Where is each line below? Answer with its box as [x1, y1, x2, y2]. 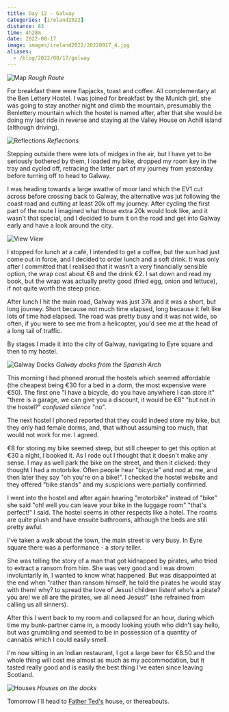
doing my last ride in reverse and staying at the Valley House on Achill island [7, 116, 222, 124]
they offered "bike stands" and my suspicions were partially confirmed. [7, 480, 208, 489]
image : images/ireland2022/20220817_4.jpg [7, 42, 130, 49]
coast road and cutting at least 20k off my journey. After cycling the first [7, 199, 211, 208]
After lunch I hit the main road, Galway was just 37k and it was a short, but [7, 297, 217, 306]
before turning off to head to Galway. [7, 171, 111, 180]
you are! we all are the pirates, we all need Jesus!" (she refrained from [7, 593, 205, 601]
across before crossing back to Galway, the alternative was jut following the [7, 192, 221, 200]
